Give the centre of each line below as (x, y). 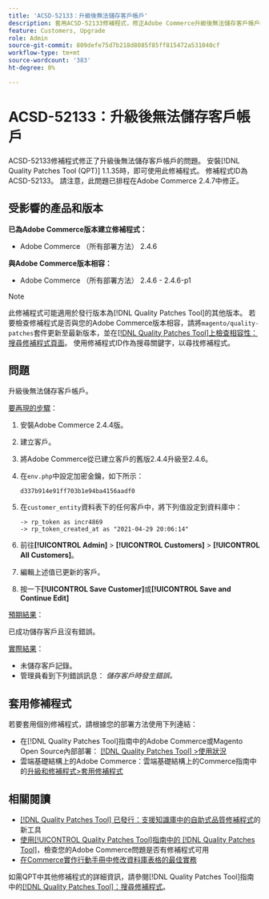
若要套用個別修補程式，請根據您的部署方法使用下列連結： (103, 724)
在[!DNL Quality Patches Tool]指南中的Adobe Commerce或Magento (131, 741)
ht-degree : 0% (32, 68)
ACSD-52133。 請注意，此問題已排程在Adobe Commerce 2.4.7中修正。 (126, 180)
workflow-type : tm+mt (44, 53)
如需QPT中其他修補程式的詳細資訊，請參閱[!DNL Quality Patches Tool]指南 (131, 877)
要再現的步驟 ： (33, 408)
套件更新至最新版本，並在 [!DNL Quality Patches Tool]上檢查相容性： (146, 332)
